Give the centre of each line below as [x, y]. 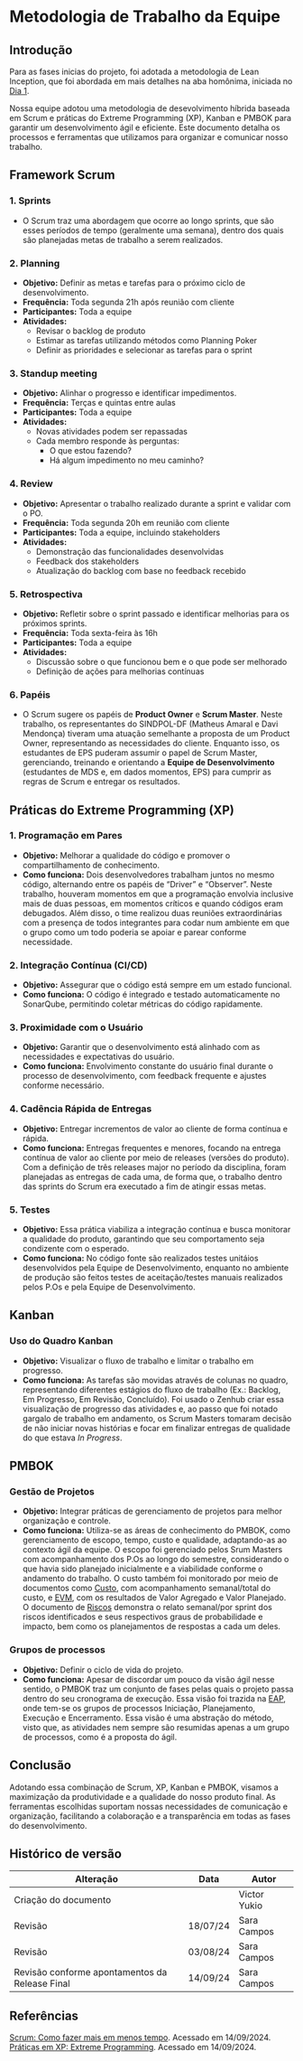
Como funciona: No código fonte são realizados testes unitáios [140, 1259]
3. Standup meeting [53, 373]
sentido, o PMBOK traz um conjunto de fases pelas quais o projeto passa [158, 1689]
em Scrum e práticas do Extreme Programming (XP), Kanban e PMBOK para [150, 118]
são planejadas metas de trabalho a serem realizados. [123, 239]
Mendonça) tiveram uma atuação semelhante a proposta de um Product [156, 734]
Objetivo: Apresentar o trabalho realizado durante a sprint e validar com [156, 503]
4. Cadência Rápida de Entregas [81, 1109]
